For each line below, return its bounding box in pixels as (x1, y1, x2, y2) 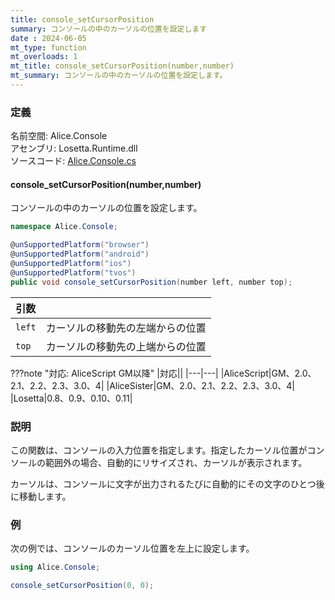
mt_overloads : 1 (10, 52, 78, 62)
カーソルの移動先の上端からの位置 (45, 339, 207, 353)
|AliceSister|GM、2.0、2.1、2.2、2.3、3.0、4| (106, 379, 295, 391)
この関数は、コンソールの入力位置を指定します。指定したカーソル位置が (10, 444, 308, 456)
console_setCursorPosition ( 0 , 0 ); (10, 581, 155, 591)
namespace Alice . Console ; (10, 222, 118, 232)
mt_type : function (10, 42, 87, 53)
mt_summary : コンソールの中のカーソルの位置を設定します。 (10, 71, 228, 81)
